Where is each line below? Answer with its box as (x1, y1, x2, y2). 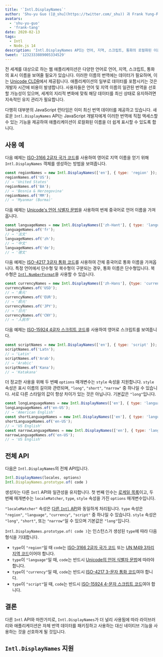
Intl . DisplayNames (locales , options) (5, 475, 81, 480)
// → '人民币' (5, 317, 32, 322)
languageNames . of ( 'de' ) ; (5, 245, 55, 250)
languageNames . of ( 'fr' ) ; (5, 227, 55, 232)
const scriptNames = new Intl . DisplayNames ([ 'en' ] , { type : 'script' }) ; (5, 342, 158, 348)
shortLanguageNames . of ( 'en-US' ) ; (5, 419, 73, 424)
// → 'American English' (5, 410, 55, 415)
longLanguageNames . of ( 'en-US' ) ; (5, 406, 70, 410)
